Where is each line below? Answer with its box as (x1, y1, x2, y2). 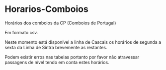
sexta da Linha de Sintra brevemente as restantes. (4, 44, 107, 50)
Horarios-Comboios (4, 3, 89, 15)
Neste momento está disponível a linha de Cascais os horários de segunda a (4, 39, 162, 45)
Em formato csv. (4, 29, 38, 35)
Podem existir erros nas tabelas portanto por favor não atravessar (4, 54, 140, 60)
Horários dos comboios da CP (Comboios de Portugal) (4, 20, 116, 26)
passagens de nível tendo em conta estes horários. (4, 59, 110, 65)
